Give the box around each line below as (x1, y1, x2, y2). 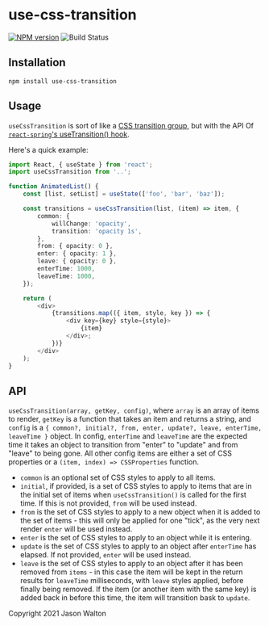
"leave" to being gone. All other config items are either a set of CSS (8, 448, 232, 458)
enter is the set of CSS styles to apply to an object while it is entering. (19, 533, 252, 543)
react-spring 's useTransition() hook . (8, 129, 130, 139)
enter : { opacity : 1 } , (37, 250, 117, 258)
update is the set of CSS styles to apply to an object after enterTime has (19, 541, 257, 551)
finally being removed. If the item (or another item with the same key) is (19, 584, 257, 594)
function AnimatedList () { (8, 183, 99, 191)
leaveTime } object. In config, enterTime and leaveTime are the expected (8, 431, 248, 441)
